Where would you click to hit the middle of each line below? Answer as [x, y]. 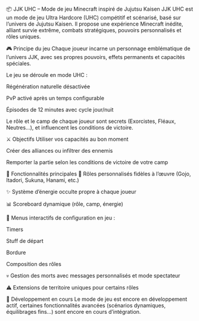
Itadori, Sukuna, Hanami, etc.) [43, 180]
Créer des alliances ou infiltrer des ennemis [60, 151]
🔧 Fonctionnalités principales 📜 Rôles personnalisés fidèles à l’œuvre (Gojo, [99, 174]
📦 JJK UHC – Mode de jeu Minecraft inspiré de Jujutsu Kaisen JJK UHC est [100, 9]
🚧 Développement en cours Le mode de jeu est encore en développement [97, 299]
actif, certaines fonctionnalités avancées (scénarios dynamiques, [86, 305]
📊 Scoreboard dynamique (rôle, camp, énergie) [65, 204]
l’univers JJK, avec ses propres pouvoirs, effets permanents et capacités [96, 57]
